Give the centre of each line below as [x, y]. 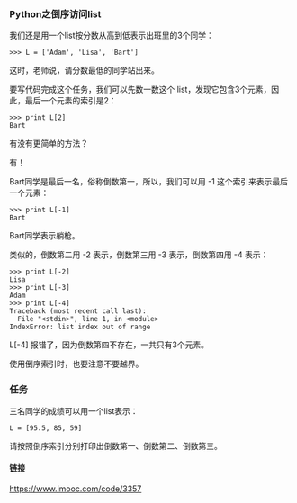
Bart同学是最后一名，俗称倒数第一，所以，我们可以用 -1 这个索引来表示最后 [149, 182]
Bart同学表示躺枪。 [45, 236]
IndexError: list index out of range [80, 327]
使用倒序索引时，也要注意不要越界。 [76, 364]
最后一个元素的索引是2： [71, 101]
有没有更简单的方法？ [49, 144]
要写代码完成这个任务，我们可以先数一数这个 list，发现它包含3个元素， [140, 90]
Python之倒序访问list [55, 13]
